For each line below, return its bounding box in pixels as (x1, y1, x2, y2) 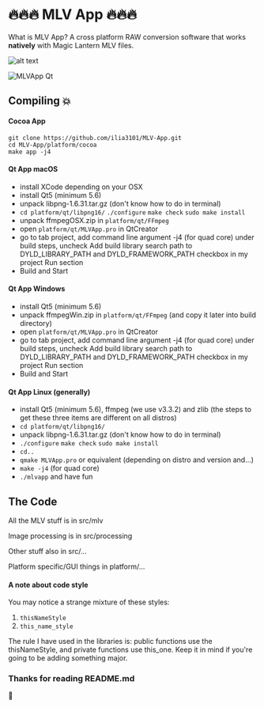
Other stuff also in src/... (8, 546, 87, 555)
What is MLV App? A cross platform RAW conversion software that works (8, 32, 247, 41)
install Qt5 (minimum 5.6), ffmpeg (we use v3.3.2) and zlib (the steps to (19, 405, 251, 415)
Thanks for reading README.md (8, 673, 135, 684)
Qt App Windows (8, 284, 66, 293)
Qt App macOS (8, 165, 58, 174)
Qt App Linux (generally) (8, 387, 91, 396)
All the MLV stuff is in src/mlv (8, 516, 104, 525)
